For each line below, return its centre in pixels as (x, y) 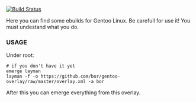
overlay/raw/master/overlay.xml (46, 82)
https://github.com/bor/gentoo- (80, 76)
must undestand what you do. (42, 27)
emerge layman (24, 71)
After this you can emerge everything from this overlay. (73, 93)
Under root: (20, 55)
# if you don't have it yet (41, 66)
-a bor (96, 82)
